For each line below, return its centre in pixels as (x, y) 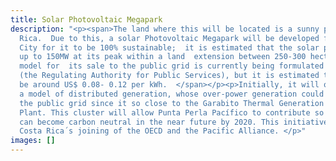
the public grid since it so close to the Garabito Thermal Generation (172, 103)
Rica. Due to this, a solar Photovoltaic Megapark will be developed (169, 38)
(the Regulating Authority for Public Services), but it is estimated (169, 76)
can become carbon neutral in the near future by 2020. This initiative (174, 122)
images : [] (33, 141)
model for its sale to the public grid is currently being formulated (172, 66)
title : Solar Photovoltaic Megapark (86, 19)
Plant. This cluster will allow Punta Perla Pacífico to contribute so (172, 112)
